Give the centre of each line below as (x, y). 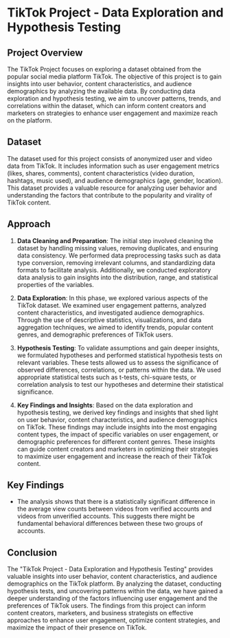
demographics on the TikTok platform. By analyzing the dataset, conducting (114, 584)
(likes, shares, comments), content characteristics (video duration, (101, 173)
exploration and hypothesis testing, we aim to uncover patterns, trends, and (114, 98)
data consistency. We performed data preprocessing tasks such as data (119, 255)
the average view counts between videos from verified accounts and (114, 509)
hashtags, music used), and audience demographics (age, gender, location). (115, 180)
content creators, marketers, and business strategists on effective (100, 613)
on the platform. (30, 120)
